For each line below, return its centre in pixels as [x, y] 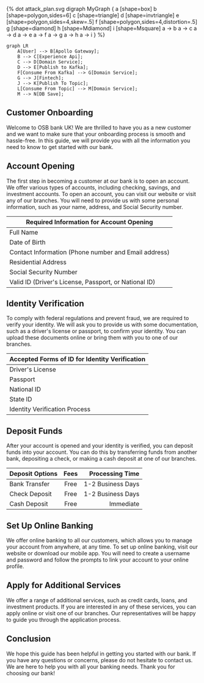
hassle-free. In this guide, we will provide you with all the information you [98, 141]
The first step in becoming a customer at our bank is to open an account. [98, 181]
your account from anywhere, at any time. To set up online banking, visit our [102, 547]
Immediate [124, 504]
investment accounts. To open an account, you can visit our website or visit [101, 194]
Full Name [24, 232]
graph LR [17, 46]
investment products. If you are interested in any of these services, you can [101, 607]
